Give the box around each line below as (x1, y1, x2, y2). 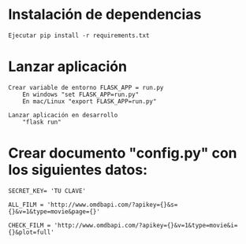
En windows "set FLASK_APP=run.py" (22, 91, 140, 98)
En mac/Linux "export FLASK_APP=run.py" (22, 97, 157, 105)
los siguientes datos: (8, 161, 148, 179)
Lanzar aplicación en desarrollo (8, 111, 118, 119)
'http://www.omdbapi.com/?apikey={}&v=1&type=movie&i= (54, 221, 238, 229)
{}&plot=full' (8, 228, 55, 236)
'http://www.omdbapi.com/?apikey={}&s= (47, 201, 178, 209)
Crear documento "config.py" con (8, 144, 237, 162)
